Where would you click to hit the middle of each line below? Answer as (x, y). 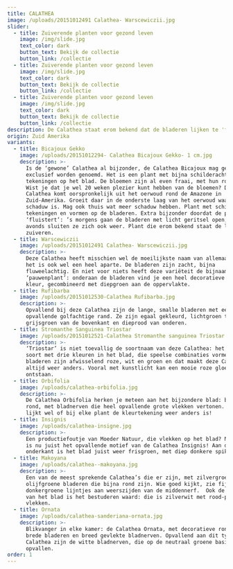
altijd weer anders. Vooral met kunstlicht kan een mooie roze (119, 368)
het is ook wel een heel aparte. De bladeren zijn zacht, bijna (120, 265)
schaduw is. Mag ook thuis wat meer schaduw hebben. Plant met (119, 207)
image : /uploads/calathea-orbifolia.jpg (79, 387)
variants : (21, 143)
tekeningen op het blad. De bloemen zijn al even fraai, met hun (122, 181)
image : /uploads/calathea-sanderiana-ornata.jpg (91, 516)
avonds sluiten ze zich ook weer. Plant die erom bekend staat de (123, 226)
